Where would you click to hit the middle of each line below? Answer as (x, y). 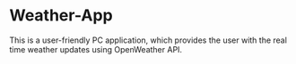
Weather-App (61, 16)
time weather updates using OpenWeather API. (96, 49)
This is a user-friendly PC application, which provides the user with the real (148, 40)
